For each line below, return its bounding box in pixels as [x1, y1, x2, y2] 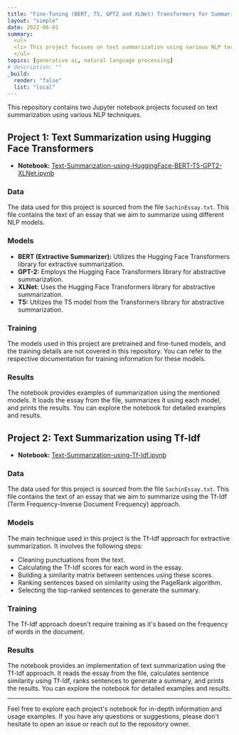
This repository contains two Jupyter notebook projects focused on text [7, 103, 218, 111]
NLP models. [7, 218, 45, 227]
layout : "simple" [7, 17, 59, 24]
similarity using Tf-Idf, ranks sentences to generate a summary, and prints [7, 676, 224, 685]
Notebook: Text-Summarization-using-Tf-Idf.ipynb [17, 451, 167, 460]
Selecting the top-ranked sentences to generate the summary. [17, 586, 201, 594]
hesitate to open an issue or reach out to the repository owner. [7, 720, 191, 729]
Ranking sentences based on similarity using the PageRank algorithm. [17, 578, 223, 587]
